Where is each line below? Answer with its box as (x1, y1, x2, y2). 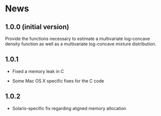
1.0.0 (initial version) (5, 23, 69, 31)
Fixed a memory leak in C (12, 68, 64, 74)
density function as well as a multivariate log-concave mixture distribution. (5, 41, 157, 47)
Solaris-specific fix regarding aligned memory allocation (12, 105, 127, 111)
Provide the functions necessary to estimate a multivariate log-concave (5, 36, 150, 41)
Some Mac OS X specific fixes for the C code (12, 77, 104, 84)
